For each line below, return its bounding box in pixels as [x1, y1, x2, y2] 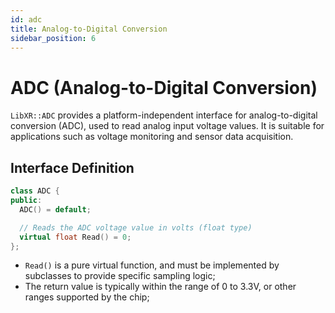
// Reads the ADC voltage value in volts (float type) [19, 222, 253, 233]
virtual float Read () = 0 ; [19, 232, 132, 242]
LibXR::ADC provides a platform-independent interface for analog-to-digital [10, 109, 318, 121]
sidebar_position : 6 [10, 33, 97, 43]
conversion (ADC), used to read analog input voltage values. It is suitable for [10, 120, 325, 132]
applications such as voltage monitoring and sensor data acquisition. [10, 131, 294, 143]
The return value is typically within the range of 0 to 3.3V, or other [24, 281, 297, 293]
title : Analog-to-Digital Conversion [10, 24, 168, 34]
